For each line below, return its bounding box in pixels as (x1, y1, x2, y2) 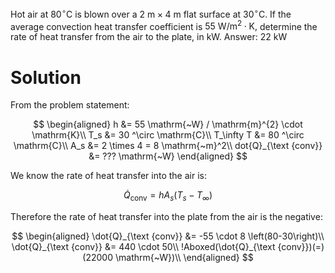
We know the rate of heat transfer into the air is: (10, 170, 207, 182)
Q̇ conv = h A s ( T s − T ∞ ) (123, 189, 213, 204)
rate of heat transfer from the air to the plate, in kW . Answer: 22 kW (10, 31, 288, 43)
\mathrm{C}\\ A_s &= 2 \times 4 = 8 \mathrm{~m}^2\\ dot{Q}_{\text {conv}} (13, 140, 323, 152)
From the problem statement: (10, 99, 130, 111)
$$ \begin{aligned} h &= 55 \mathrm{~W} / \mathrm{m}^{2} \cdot (33, 118, 303, 131)
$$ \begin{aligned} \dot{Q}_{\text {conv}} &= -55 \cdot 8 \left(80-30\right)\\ (11, 230, 325, 242)
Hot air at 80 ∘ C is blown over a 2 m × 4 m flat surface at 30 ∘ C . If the (10, 7, 292, 20)
